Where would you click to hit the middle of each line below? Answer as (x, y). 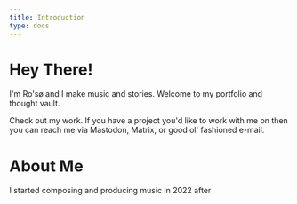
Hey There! (51, 70)
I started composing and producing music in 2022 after (110, 191)
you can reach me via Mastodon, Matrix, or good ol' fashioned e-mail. (137, 130)
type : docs (29, 26)
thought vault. (35, 104)
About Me (46, 166)
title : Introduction (48, 17)
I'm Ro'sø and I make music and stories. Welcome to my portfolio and (136, 94)
